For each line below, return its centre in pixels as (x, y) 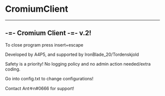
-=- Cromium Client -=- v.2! (48, 33)
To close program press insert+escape (44, 45)
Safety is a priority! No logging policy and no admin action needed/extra (78, 64)
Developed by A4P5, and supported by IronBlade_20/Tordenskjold (72, 54)
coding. (13, 69)
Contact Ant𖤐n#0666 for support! (40, 88)
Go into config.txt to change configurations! (49, 78)
